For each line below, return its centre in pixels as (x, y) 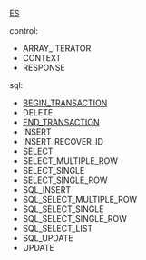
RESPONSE (44, 68)
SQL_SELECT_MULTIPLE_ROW (80, 200)
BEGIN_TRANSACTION (65, 103)
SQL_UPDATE (48, 238)
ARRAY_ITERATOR (57, 48)
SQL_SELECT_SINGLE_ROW (74, 219)
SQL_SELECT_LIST (58, 228)
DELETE (38, 112)
